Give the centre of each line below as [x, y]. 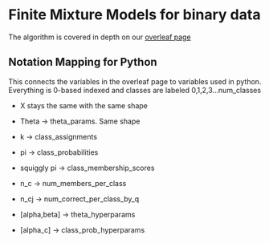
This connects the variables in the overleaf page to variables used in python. [135, 81]
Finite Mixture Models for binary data [134, 15]
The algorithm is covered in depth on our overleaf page [100, 37]
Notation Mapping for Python [83, 62]
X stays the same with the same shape [84, 105]
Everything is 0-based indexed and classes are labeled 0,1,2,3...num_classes [135, 90]
